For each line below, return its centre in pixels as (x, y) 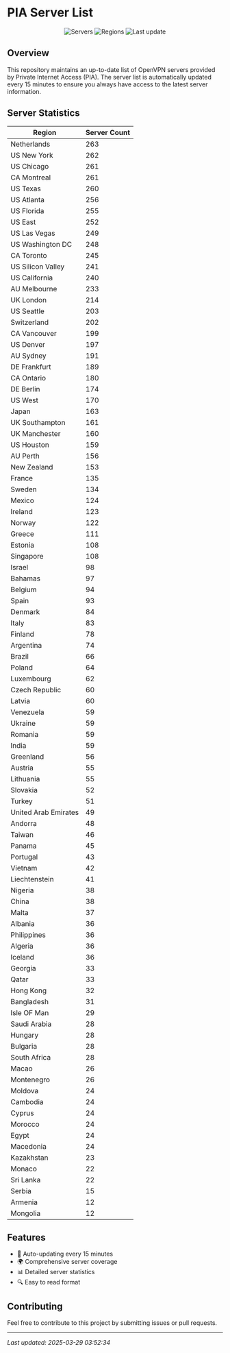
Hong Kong (29, 990)
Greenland (27, 757)
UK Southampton (38, 422)
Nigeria (22, 890)
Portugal (24, 857)
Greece (22, 534)
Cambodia (27, 1101)
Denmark (25, 611)
